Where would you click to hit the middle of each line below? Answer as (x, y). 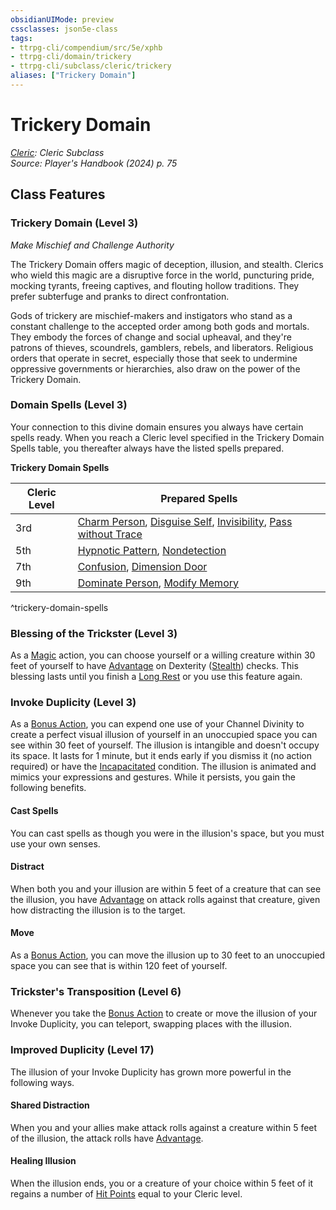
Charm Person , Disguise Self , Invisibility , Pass (185, 521)
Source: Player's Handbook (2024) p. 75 (94, 163)
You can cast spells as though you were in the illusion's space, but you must (167, 833)
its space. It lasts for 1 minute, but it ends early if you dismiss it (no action (161, 756)
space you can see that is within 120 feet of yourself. (119, 965)
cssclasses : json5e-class (64, 29)
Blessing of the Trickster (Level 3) (94, 633)
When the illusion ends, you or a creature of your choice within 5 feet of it (162, 1183)
